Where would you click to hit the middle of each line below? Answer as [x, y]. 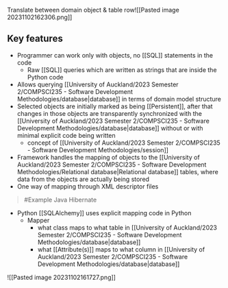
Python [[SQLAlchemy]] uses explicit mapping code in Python [104, 213]
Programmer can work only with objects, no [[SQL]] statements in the [115, 55]
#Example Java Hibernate [60, 200]
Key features [35, 39]
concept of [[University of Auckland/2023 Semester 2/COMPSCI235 [124, 143]
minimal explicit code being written [66, 135]
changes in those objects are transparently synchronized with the [109, 113]
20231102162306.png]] [40, 17]
